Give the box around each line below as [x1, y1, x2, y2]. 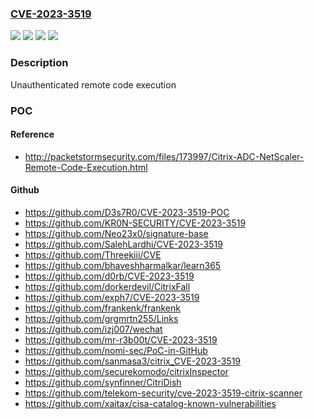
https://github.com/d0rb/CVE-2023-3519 [24, 270, 195, 282]
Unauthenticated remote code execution [10, 78, 177, 91]
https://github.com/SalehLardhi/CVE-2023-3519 [24, 238, 223, 250]
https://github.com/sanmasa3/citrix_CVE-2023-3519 [24, 355, 242, 367]
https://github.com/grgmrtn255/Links [24, 312, 179, 324]
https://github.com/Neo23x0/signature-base [24, 227, 209, 239]
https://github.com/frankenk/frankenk [24, 302, 181, 314]
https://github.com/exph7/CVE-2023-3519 [24, 291, 200, 303]
